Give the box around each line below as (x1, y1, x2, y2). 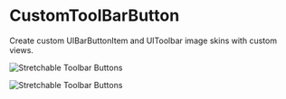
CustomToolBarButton (9, 5, 180, 26)
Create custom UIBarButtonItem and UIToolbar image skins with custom (9, 35, 278, 46)
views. (9, 44, 34, 55)
